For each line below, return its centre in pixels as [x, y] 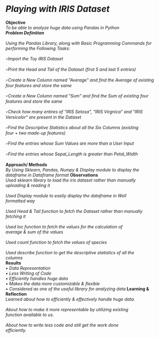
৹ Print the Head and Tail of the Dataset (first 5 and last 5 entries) [71, 69]
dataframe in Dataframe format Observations [52, 175]
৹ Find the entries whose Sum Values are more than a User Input [70, 143]
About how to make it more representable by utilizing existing [67, 309]
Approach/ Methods [26, 165]
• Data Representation [28, 268]
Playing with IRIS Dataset [58, 9]
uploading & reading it [28, 185]
